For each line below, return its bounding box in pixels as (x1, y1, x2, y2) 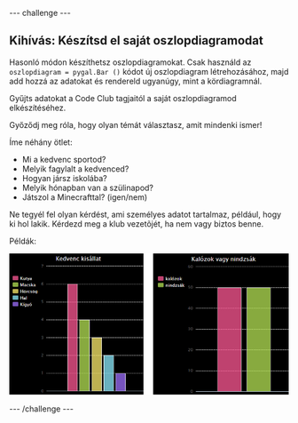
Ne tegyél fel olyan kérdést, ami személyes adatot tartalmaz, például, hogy (9, 209, 282, 219)
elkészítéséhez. (9, 102, 67, 113)
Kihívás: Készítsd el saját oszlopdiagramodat (9, 33, 263, 48)
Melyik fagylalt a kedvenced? (21, 164, 129, 174)
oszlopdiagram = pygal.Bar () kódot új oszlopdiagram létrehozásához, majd (9, 66, 289, 76)
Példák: (9, 235, 37, 246)
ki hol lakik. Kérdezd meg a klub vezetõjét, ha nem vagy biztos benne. (9, 218, 264, 229)
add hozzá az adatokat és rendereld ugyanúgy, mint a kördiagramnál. (9, 76, 263, 86)
